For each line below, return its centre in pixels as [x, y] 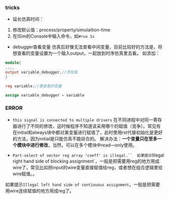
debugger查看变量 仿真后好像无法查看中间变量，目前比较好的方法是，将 [87, 47]
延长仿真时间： [28, 19]
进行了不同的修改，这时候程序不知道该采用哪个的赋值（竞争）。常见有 [89, 126]
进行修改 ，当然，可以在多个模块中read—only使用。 [83, 145]
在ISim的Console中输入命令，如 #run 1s [53, 36]
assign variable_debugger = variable [45, 95]
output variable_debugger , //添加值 [41, 72]
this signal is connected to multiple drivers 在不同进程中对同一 [83, 120]
